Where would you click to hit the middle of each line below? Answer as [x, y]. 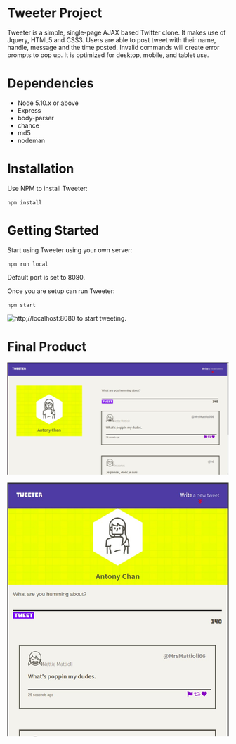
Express [29, 110]
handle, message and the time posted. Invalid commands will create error [113, 47]
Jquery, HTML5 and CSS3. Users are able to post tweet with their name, [112, 39]
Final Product [47, 346]
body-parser [35, 118]
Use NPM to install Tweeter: [47, 188]
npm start [22, 305]
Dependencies [51, 83]
